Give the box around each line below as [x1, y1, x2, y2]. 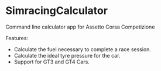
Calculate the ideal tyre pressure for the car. [13, 52, 121, 59]
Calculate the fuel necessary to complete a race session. [13, 45, 152, 53]
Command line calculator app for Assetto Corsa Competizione [5, 23, 155, 30]
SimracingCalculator [5, 4, 108, 17]
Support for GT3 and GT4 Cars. [13, 58, 90, 65]
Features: [5, 34, 29, 41]
